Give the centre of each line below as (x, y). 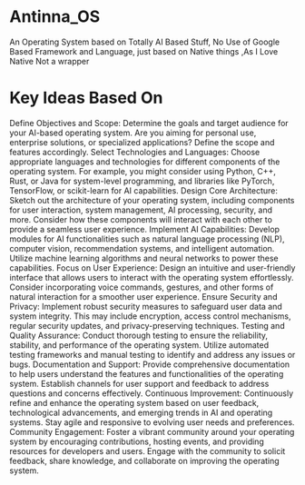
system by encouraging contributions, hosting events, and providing (137, 441)
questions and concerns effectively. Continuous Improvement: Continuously (152, 393)
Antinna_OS (55, 17)
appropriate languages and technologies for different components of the (145, 162)
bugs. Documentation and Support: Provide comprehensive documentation (150, 364)
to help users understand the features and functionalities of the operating (147, 373)
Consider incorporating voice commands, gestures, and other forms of (142, 287)
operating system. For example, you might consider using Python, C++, (143, 171)
